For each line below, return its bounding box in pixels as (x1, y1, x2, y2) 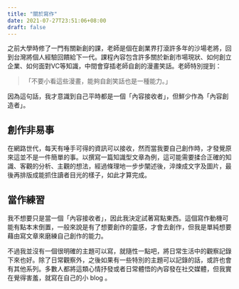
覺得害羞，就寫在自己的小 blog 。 (13, 273, 112, 282)
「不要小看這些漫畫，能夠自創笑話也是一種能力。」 (24, 77, 172, 85)
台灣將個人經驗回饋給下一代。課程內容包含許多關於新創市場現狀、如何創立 (13, 53, 232, 61)
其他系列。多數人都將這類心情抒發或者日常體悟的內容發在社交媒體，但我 (13, 265, 225, 273)
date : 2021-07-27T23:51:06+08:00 (7, 17, 107, 24)
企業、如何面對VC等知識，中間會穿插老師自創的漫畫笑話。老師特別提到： (7, 62, 222, 70)
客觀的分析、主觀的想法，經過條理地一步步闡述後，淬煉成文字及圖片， (19, 162, 225, 171)
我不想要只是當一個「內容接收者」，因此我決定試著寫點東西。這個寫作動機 (7, 214, 223, 222)
